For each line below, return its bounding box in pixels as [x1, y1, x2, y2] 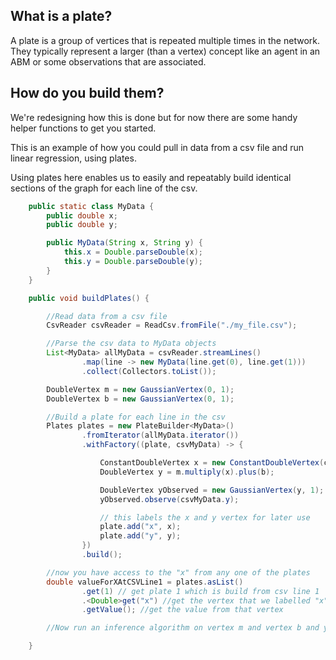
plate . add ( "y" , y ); [99, 531, 182, 541]
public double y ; [46, 220, 118, 230]
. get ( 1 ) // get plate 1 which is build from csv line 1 [81, 586, 320, 596]
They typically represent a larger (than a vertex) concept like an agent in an [10, 45, 321, 57]
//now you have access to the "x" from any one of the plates [46, 567, 311, 578]
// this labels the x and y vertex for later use [99, 512, 311, 523]
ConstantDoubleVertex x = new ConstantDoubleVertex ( [99, 458, 325, 468]
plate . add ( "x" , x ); [99, 522, 182, 532]
